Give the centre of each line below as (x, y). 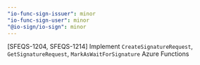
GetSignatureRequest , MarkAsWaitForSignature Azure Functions (98, 54)
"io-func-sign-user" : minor (49, 20)
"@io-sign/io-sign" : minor (47, 27)
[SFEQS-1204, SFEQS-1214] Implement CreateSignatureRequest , (100, 47)
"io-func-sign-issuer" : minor (52, 14)
